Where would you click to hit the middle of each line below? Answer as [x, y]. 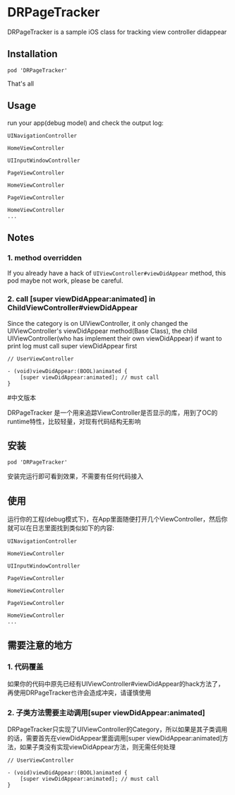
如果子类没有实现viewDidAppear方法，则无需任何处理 [97, 747]
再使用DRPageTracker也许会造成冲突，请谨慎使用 [79, 693]
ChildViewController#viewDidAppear [73, 308]
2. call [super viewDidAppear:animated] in [82, 299]
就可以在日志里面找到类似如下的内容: [61, 528]
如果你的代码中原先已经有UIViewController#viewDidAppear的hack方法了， [116, 683]
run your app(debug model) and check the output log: [85, 123]
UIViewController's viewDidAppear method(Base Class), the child [102, 331]
